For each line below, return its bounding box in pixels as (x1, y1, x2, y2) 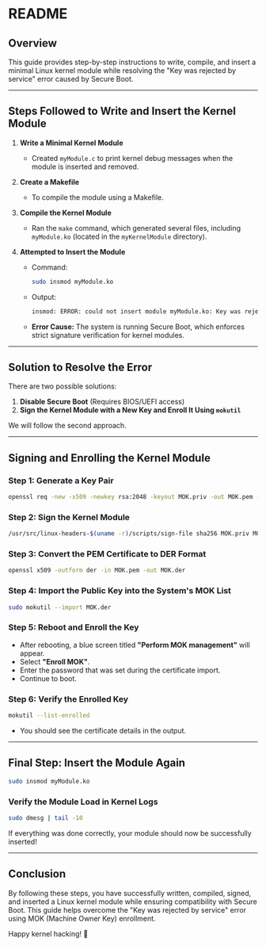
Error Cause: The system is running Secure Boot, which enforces (31, 322, 245, 331)
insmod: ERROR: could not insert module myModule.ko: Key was (31, 307, 241, 316)
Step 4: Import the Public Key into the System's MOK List (8, 585, 232, 596)
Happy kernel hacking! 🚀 (8, 929, 89, 938)
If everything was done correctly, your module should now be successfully (8, 828, 252, 837)
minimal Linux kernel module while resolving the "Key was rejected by (8, 66, 236, 75)
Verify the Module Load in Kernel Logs (8, 796, 158, 807)
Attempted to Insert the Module (19, 247, 126, 256)
